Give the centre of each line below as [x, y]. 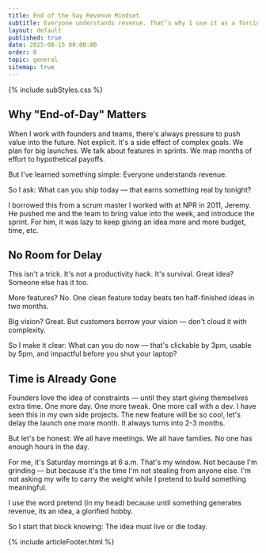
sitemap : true [32, 67]
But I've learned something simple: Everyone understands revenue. [118, 174]
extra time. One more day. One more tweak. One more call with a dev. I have [132, 406]
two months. [28, 307]
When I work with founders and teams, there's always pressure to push [124, 133]
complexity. [27, 330]
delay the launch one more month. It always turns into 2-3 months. [117, 423]
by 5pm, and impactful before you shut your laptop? [93, 354]
